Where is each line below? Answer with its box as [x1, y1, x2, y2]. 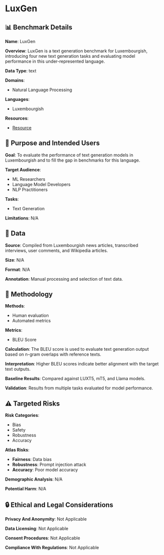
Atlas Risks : [5, 447, 30, 453]
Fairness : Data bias [12, 457, 52, 462]
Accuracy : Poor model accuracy [12, 467, 78, 473]
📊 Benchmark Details [5, 23, 72, 31]
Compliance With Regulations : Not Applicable [5, 545, 99, 551]
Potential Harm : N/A [5, 486, 47, 492]
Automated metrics [12, 318, 51, 324]
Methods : [5, 303, 25, 309]
